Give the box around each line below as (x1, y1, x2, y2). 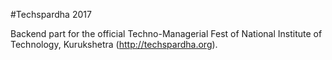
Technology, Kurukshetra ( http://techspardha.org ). (10, 39, 218, 50)
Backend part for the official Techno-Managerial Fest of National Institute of (10, 28, 323, 39)
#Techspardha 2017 (10, 9, 92, 20)
